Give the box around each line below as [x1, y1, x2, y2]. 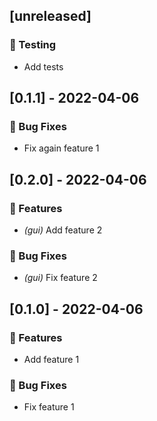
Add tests [23, 60, 64, 73]
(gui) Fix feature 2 [23, 272, 98, 284]
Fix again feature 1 [23, 142, 100, 154]
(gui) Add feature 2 [23, 224, 103, 236]
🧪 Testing [9, 38, 57, 52]
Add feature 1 [23, 354, 80, 366]
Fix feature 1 [23, 401, 75, 413]
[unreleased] [9, 8, 92, 25]
